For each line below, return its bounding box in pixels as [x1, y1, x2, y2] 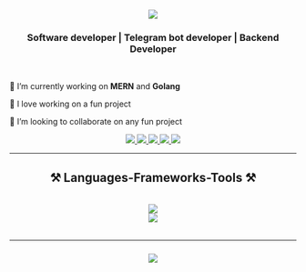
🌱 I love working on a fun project [9, 98, 132, 109]
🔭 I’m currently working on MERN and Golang [9, 81, 180, 92]
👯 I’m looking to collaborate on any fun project [9, 116, 183, 127]
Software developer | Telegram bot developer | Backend [26, 32, 280, 45]
